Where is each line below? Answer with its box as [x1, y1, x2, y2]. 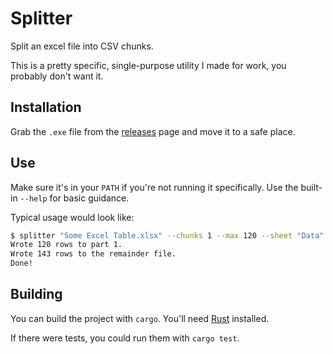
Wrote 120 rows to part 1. [10, 240, 123, 250]
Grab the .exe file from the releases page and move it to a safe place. [10, 125, 296, 137]
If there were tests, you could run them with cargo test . [10, 332, 240, 344]
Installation [10, 99, 82, 116]
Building [10, 286, 63, 303]
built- [300, 181, 323, 193]
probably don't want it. [10, 70, 104, 82]
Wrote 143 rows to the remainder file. [10, 249, 177, 259]
